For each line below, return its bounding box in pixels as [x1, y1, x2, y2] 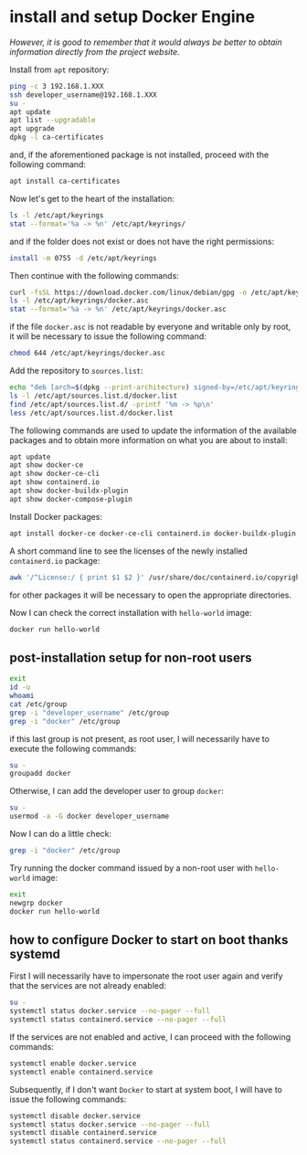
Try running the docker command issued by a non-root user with [9, 862, 253, 874]
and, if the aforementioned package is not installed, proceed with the [9, 149, 270, 161]
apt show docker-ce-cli [9, 469, 101, 479]
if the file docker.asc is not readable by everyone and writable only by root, [9, 322, 291, 333]
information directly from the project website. [9, 46, 180, 57]
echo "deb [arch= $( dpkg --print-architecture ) [9, 383, 190, 392]
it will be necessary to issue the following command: [9, 331, 207, 342]
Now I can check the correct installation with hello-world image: [9, 607, 253, 618]
